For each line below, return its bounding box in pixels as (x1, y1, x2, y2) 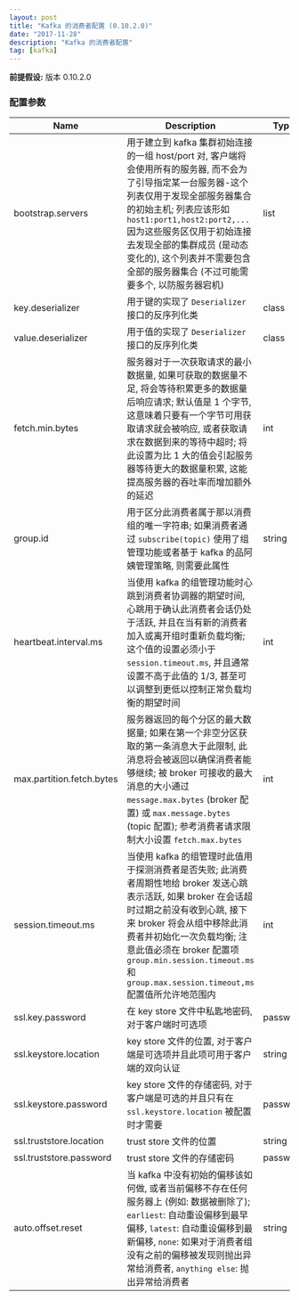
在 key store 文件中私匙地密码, (126, 1005, 253, 1018)
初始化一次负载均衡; (153, 930, 237, 943)
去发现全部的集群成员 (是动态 (126, 239, 249, 251)
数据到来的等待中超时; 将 (144, 436, 247, 448)
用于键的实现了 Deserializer (126, 296, 246, 308)
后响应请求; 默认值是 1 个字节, (126, 396, 252, 408)
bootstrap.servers (13, 207, 89, 219)
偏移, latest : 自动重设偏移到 (126, 1222, 245, 1235)
